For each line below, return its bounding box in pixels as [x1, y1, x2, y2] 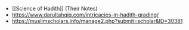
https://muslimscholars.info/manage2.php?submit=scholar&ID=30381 [11, 18, 183, 24]
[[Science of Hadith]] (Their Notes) [11, 5, 98, 12]
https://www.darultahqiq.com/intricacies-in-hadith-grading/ [11, 11, 159, 18]
